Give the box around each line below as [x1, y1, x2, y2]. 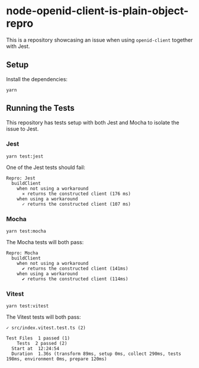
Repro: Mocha [6, 250, 38, 256]
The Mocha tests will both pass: [6, 239, 84, 246]
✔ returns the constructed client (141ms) [21, 265, 129, 272]
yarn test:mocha [6, 228, 46, 235]
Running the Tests [6, 103, 75, 113]
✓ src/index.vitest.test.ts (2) [6, 325, 86, 331]
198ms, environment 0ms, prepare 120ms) [6, 356, 108, 362]
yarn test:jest [6, 153, 44, 159]
